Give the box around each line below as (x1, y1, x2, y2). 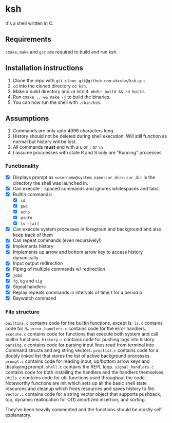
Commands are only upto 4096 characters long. (12, 128, 114, 134)
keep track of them (12, 232, 53, 238)
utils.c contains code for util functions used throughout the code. (5, 375, 146, 381)
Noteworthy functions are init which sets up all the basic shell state (5, 380, 147, 386)
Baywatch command (12, 295, 56, 301)
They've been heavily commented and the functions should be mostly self (5, 407, 162, 413)
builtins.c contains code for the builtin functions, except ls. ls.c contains (5, 320, 163, 326)
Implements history (12, 243, 54, 250)
